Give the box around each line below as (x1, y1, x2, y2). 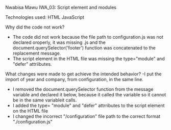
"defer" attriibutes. (12, 61, 52, 67)
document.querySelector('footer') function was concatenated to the (12, 45, 156, 50)
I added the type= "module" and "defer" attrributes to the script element (12, 102, 165, 109)
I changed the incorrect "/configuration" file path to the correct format (12, 113, 161, 119)
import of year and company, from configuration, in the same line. (5, 76, 144, 82)
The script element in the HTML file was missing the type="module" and (12, 56, 165, 62)
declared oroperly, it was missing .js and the (12, 39, 106, 45)
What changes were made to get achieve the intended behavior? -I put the (5, 71, 162, 77)
